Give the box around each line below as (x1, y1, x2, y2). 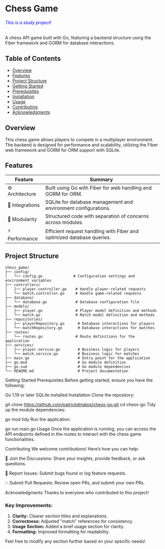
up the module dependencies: (5, 407, 66, 412)
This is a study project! (5, 19, 52, 25)
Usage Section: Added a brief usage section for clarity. (12, 523, 124, 529)
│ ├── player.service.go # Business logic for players (5, 347, 139, 352)
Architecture (7, 190, 36, 197)
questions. (5, 460, 27, 466)
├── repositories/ (5, 316, 43, 322)
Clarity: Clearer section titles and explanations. (12, 513, 108, 519)
